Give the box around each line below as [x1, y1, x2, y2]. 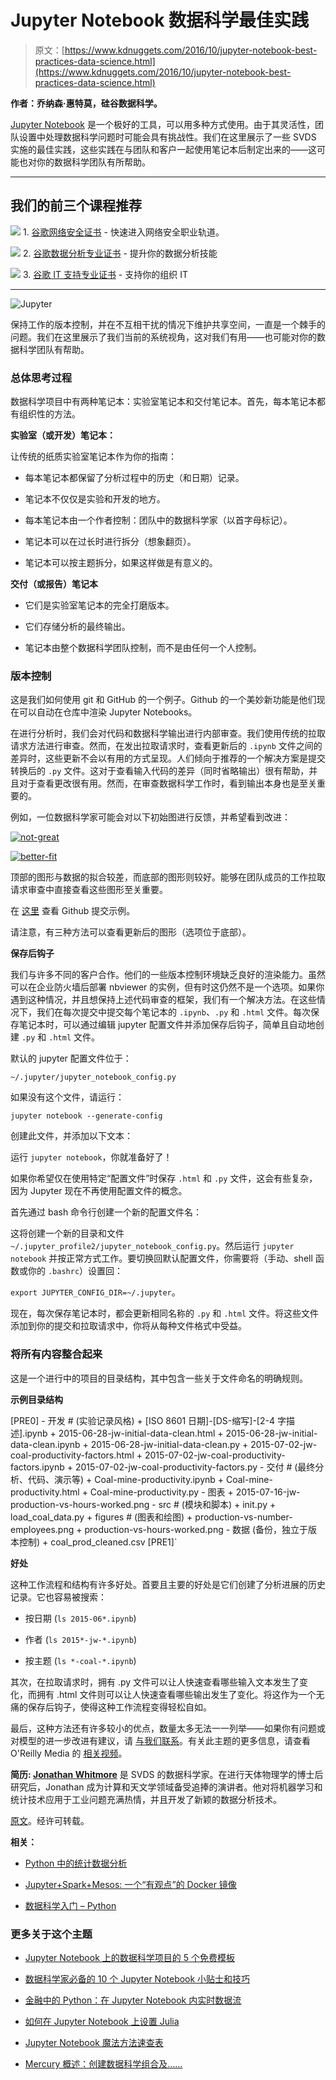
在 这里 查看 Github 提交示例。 [10, 905, 136, 917]
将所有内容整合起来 [10, 1347, 103, 1361]
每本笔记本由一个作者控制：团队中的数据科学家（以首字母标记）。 [24, 514, 293, 526]
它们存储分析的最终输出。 [24, 621, 131, 633]
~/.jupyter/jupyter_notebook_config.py [10, 1072, 177, 1083]
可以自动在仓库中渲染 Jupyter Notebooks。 [18, 706, 198, 718]
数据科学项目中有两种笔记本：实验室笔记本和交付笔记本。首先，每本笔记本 [10, 396, 317, 408]
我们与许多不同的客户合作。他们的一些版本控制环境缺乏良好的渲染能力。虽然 [10, 969, 326, 981]
